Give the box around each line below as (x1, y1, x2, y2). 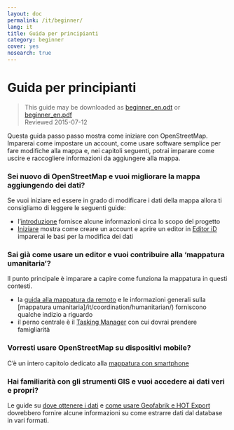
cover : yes (7, 43, 39, 50)
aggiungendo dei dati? (7, 180, 85, 190)
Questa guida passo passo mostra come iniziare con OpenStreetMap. (7, 131, 208, 140)
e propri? (7, 385, 39, 395)
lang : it (7, 23, 33, 30)
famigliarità (17, 325, 50, 334)
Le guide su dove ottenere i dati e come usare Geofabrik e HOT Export (7, 401, 210, 410)
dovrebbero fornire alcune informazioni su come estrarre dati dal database (7, 409, 223, 417)
